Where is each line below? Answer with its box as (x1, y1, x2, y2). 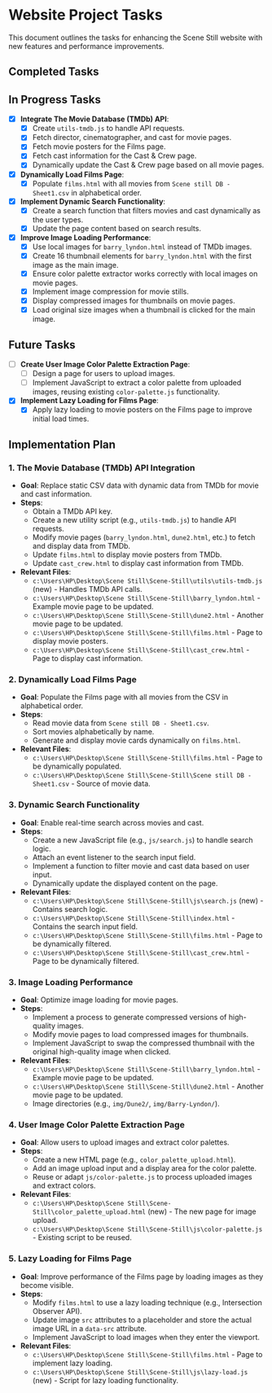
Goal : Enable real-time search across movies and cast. (20, 817, 204, 827)
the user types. (32, 214, 84, 225)
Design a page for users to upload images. (32, 369, 175, 379)
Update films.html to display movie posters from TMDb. (32, 550, 222, 559)
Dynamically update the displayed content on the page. (32, 878, 218, 888)
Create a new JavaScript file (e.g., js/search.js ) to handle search (32, 834, 253, 844)
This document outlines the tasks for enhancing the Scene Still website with (8, 33, 263, 42)
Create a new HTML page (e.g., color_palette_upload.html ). (32, 1154, 236, 1165)
